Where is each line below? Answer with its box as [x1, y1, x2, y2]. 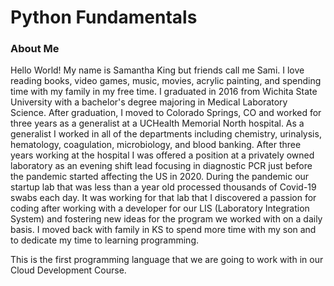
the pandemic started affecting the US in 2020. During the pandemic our [10, 171, 310, 183]
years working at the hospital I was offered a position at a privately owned [10, 149, 315, 161]
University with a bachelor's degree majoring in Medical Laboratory [10, 96, 288, 108]
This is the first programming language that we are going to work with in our [10, 254, 324, 266]
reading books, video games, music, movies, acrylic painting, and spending [10, 75, 322, 87]
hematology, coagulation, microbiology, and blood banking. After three [10, 139, 302, 151]
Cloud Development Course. [10, 264, 127, 276]
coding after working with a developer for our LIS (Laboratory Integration [10, 202, 310, 215]
